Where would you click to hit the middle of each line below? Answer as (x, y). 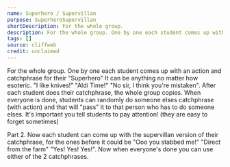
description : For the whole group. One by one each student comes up (108, 32)
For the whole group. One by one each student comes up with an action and (114, 71)
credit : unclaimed (33, 52)
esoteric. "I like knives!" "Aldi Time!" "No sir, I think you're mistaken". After (112, 85)
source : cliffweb (32, 45)
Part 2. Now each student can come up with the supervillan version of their (113, 134)
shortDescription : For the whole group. (66, 26)
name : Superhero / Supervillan (52, 13)
